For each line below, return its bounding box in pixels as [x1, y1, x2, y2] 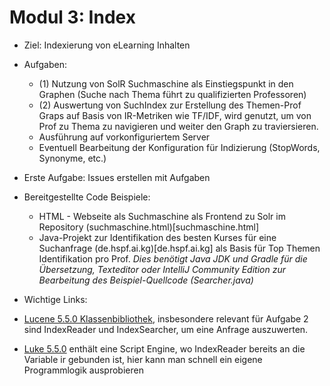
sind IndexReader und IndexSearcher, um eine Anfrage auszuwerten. [23, 323, 309, 335]
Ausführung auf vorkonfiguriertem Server [38, 131, 211, 143]
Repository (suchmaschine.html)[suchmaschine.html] [38, 221, 260, 233]
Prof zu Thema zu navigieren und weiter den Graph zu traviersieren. [38, 120, 319, 132]
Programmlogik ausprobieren [23, 364, 144, 376]
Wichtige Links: [23, 293, 88, 305]
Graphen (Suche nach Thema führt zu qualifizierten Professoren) [38, 88, 307, 100]
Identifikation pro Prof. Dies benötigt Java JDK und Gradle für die [38, 252, 308, 265]
